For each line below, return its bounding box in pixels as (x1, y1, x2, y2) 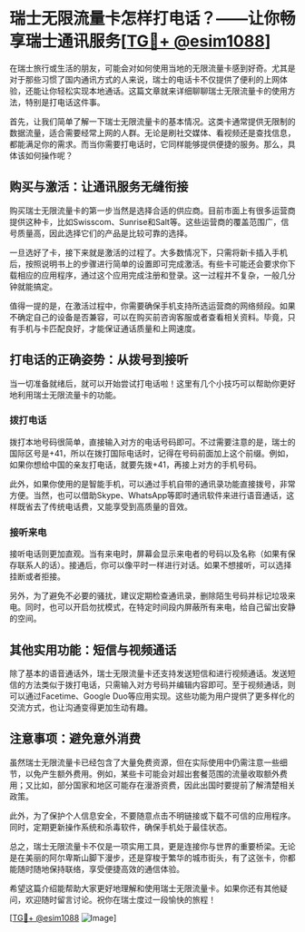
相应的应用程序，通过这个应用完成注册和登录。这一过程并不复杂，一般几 (16, 270, 288, 280)
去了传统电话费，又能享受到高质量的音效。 (33, 501, 192, 512)
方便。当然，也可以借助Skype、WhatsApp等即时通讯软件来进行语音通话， (9, 489, 287, 500)
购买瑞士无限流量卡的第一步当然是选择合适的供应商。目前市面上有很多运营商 (9, 205, 296, 216)
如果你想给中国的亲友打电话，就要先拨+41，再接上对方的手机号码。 (9, 459, 261, 470)
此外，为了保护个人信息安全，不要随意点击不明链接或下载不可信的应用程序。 (9, 809, 296, 821)
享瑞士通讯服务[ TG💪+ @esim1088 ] (9, 31, 271, 52)
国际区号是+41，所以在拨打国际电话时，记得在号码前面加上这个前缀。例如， (9, 447, 293, 458)
